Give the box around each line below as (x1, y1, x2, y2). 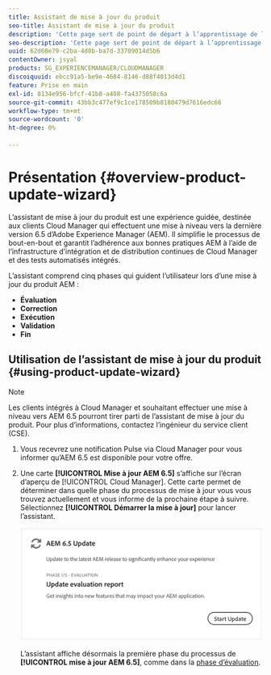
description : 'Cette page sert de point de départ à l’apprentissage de (8, 30, 258, 38)
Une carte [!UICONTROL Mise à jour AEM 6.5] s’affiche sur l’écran (19, 468, 242, 478)
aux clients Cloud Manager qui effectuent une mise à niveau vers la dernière (8, 221, 262, 230)
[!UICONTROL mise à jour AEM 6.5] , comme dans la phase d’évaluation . (19, 657, 261, 667)
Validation (19, 320, 56, 331)
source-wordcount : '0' (8, 116, 85, 124)
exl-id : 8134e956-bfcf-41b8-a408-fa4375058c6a (8, 90, 168, 98)
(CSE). (8, 428, 30, 438)
